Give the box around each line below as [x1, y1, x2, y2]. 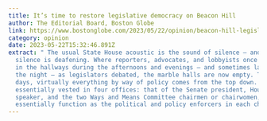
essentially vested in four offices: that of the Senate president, [15, 85, 247, 94]
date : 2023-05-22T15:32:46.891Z [8, 41, 115, 49]
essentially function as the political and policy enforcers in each [15, 100, 250, 108]
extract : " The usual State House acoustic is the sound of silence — [8, 49, 247, 57]
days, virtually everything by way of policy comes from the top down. [15, 78, 258, 86]
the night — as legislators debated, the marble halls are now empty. [15, 71, 254, 79]
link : [8, 26, 26, 34]
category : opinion [8, 33, 69, 42]
